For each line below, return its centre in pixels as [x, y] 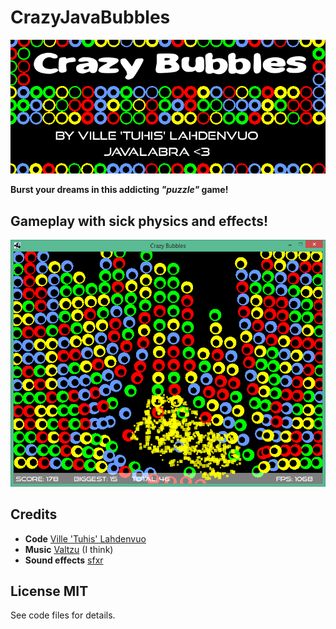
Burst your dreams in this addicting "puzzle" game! [119, 190]
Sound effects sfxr [64, 560]
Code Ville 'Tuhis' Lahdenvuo [85, 538]
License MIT [49, 591]
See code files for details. [63, 615]
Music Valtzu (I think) [69, 549]
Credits [34, 514]
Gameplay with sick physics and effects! [139, 221]
